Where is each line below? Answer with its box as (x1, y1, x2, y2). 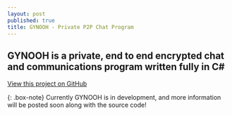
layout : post (7, 10, 46, 18)
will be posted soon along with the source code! (7, 100, 147, 110)
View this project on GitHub (7, 79, 87, 88)
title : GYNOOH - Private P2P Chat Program (7, 23, 134, 30)
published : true (7, 17, 55, 24)
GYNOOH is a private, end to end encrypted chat (7, 50, 224, 62)
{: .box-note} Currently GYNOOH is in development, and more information (7, 93, 221, 102)
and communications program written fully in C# (7, 61, 225, 73)
